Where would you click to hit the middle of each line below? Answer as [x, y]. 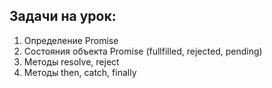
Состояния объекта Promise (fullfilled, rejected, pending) [143, 51]
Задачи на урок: [63, 16]
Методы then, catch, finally [80, 72]
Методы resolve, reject [71, 61]
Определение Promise [71, 40]
